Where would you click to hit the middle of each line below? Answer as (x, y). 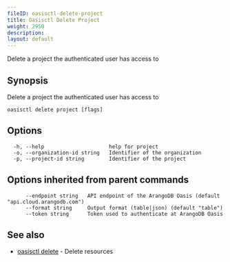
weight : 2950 (26, 26)
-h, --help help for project (86, 147)
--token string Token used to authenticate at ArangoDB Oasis (124, 214)
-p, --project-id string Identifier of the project (100, 159)
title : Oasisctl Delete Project (53, 20)
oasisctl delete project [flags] (55, 110)
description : (26, 33)
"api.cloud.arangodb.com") (46, 202)
